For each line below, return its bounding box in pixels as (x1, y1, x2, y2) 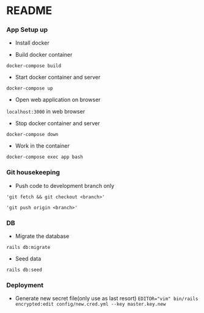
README (6, 4, 53, 18)
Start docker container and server (15, 74, 101, 81)
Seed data (15, 255, 42, 262)
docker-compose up (6, 85, 53, 92)
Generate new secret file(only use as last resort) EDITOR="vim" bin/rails (15, 295, 199, 302)
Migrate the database (15, 232, 70, 240)
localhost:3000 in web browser (6, 108, 86, 115)
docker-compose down (6, 132, 59, 138)
